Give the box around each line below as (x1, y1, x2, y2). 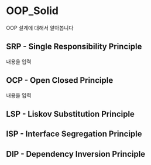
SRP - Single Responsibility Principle (6, 42, 142, 52)
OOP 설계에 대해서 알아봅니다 (6, 24, 74, 31)
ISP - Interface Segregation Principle (6, 129, 142, 139)
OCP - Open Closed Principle (6, 75, 114, 86)
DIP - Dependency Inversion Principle (6, 149, 146, 159)
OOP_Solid (6, 4, 59, 18)
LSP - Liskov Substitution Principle (6, 109, 135, 119)
